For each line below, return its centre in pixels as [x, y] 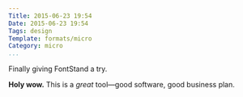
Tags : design [30, 31]
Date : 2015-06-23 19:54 [49, 23]
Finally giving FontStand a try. [58, 69]
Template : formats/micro [50, 38]
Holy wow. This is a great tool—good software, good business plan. [122, 85]
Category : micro [36, 46]
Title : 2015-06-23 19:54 [50, 16]
